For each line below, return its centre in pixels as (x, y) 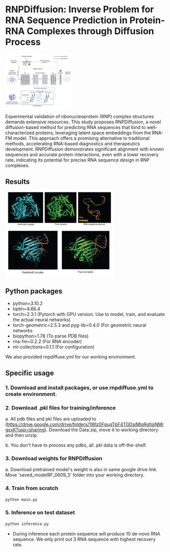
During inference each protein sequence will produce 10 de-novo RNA (87, 534)
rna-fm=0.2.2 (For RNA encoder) (47, 342)
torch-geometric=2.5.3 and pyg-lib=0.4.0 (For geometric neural (79, 325)
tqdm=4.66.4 (27, 309)
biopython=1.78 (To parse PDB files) (51, 336)
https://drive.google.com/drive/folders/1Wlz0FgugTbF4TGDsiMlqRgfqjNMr (86, 424)
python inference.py (27, 524)
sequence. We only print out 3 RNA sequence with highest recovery (84, 539)
